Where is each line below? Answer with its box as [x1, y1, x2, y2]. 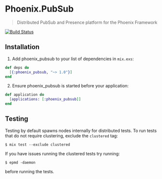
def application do [5, 92, 44, 98]
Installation [5, 43, 40, 51]
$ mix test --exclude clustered [5, 142, 70, 147]
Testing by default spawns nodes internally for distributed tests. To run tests [5, 128, 157, 133]
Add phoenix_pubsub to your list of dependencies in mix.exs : [12, 56, 134, 62]
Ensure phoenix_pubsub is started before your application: [12, 83, 129, 89]
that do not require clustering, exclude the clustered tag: [5, 132, 118, 139]
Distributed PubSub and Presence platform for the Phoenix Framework [16, 19, 158, 25]
